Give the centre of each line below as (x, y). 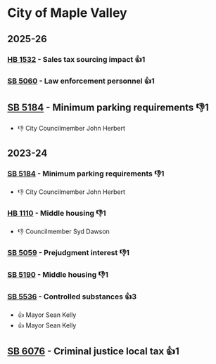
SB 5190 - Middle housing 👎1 (58, 275)
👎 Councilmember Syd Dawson (64, 232)
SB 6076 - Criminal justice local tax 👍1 (93, 351)
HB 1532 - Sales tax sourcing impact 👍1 (76, 59)
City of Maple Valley (68, 13)
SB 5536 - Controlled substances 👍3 (72, 297)
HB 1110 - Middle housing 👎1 (57, 213)
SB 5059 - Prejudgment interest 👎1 (69, 253)
